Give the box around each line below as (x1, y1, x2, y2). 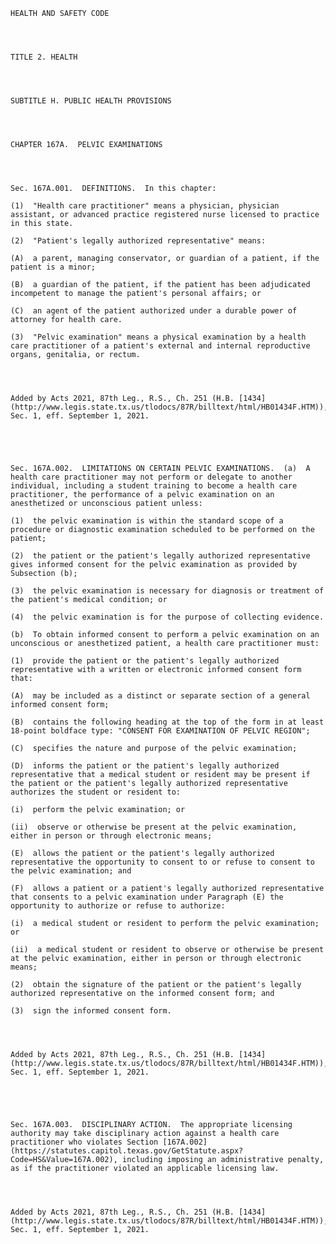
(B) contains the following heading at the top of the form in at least (10, 717, 325, 727)
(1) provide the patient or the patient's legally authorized (10, 656, 280, 666)
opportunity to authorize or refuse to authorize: (10, 901, 226, 911)
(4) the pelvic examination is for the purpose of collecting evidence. (10, 612, 325, 622)
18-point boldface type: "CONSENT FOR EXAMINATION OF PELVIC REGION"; (10, 726, 311, 736)
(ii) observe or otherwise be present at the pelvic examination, (10, 822, 298, 832)
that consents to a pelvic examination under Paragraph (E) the (10, 892, 284, 902)
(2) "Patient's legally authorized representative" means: (10, 236, 267, 246)
